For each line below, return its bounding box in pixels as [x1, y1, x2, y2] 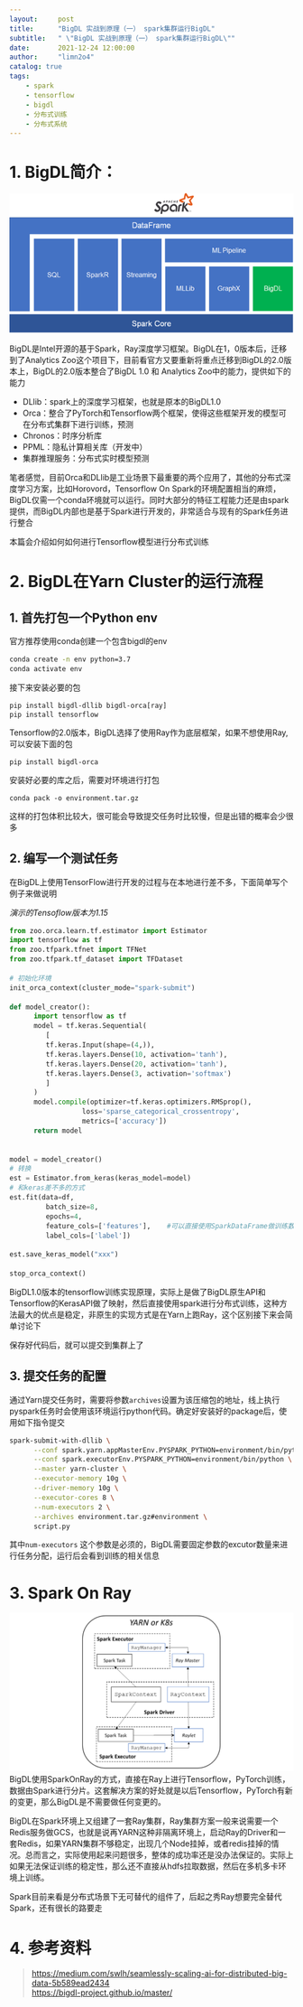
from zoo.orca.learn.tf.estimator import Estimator [9, 926, 207, 935]
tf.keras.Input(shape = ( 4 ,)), [45, 1041, 155, 1050]
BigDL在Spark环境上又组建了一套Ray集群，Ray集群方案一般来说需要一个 [9, 1816, 279, 1826]
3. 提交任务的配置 [9, 1368, 106, 1384]
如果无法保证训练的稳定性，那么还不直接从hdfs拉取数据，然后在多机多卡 [9, 1861, 280, 1872]
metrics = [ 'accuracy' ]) [81, 1116, 168, 1126]
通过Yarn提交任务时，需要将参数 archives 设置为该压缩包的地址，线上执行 [9, 1394, 280, 1405]
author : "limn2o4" [9, 52, 95, 62]
